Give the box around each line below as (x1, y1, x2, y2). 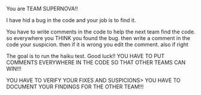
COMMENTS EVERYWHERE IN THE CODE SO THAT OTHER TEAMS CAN (6, 59, 186, 66)
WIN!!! (6, 65, 22, 72)
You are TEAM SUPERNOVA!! (6, 5, 78, 12)
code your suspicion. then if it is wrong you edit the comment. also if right (6, 41, 189, 48)
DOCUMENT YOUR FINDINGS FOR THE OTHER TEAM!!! (6, 83, 144, 90)
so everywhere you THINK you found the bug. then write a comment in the (6, 35, 191, 41)
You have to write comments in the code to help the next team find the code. (6, 28, 196, 35)
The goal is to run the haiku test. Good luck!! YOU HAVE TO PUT (6, 53, 165, 59)
